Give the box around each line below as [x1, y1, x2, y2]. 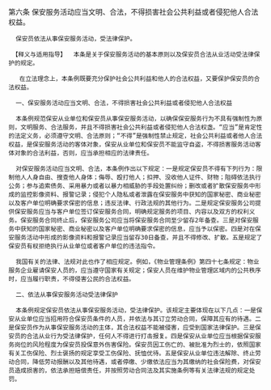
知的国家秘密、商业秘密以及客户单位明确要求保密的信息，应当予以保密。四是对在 [26, 225, 256, 233]
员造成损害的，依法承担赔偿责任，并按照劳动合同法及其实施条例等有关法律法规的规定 [8, 367, 249, 375]
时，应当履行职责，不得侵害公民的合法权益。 [8, 275, 135, 283]
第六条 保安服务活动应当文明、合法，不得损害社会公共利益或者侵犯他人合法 [8, 7, 259, 16]
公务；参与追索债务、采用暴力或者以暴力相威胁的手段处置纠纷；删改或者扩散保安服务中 [8, 182, 256, 190]
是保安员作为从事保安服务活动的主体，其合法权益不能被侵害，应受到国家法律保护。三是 [8, 324, 256, 332]
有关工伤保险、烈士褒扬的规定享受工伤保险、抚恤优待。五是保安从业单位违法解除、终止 [8, 350, 256, 358]
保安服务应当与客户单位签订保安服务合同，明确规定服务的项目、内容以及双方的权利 [14, 208, 249, 216]
